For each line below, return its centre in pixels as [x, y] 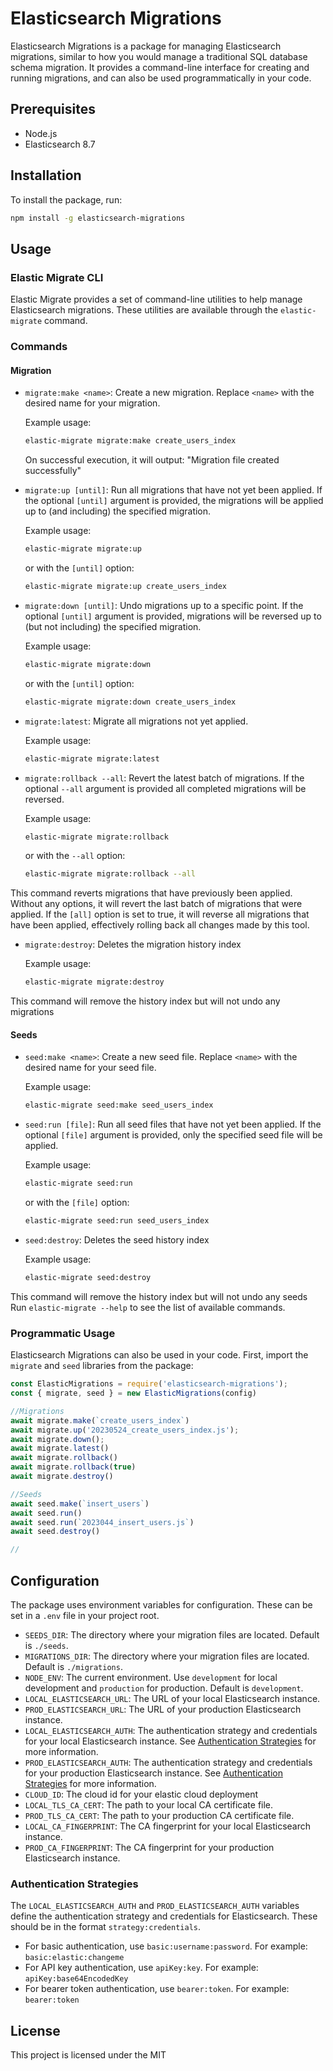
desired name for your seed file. [90, 1068]
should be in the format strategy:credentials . [106, 1927]
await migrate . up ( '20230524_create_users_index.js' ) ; [125, 1430]
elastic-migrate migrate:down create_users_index [130, 702]
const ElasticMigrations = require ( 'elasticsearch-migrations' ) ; [149, 1384]
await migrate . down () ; [57, 1439]
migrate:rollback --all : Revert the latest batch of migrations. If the [164, 778]
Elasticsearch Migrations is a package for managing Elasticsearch [146, 46]
